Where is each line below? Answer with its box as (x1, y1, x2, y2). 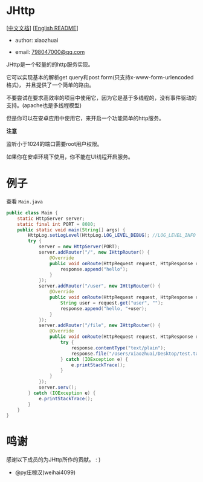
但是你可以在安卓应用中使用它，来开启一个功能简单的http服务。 (6, 114, 165, 122)
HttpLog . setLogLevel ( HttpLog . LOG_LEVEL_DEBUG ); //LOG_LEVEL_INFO (28, 233, 196, 239)
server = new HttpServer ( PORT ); (38, 243, 120, 250)
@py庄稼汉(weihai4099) (14, 469, 76, 476)
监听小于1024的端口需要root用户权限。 (6, 140, 103, 147)
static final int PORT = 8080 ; (17, 221, 96, 227)
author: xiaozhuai (14, 36, 59, 44)
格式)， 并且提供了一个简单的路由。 (6, 81, 95, 88)
